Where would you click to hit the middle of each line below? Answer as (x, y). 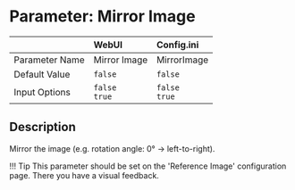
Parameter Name (49, 60)
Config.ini (177, 45)
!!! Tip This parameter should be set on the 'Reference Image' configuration (148, 166)
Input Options (42, 92)
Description (42, 127)
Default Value (42, 74)
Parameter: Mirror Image (102, 17)
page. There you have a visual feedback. (84, 175)
